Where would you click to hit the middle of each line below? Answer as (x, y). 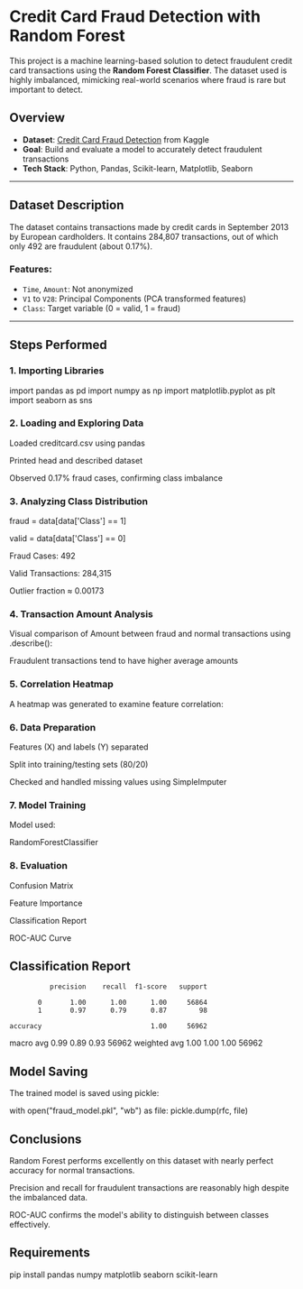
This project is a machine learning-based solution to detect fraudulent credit (151, 60)
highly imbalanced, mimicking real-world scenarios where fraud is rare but (148, 79)
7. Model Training (48, 805)
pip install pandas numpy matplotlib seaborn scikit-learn (114, 1275)
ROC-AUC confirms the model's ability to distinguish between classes (139, 1215)
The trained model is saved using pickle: (84, 1093)
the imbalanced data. (49, 1198)
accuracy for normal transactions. (72, 1171)
